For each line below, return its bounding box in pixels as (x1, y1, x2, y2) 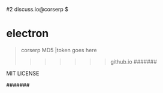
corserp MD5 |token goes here (20, 46, 97, 53)
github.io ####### (110, 58, 158, 65)
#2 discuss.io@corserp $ (6, 6, 69, 13)
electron (6, 27, 49, 40)
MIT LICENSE (6, 70, 40, 77)
